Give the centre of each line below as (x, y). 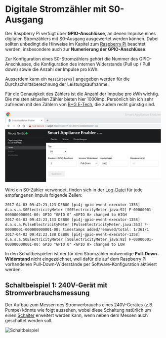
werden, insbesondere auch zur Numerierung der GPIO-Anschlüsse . (76, 49)
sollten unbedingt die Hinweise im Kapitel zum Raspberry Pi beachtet (75, 44)
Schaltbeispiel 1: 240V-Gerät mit (56, 285)
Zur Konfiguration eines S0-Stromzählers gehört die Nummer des (72, 58)
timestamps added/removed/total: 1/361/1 (106, 230)
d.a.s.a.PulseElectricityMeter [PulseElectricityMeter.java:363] (74, 225)
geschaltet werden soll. (29, 320)
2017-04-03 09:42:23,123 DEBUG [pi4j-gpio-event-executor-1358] (73, 205)
